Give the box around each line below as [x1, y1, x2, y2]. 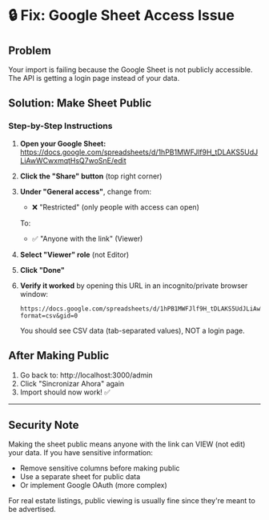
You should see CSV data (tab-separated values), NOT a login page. [19, 326, 246, 335]
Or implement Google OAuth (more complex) [19, 481, 168, 490]
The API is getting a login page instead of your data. [8, 74, 180, 82]
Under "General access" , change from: [19, 186, 152, 196]
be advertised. [8, 505, 56, 514]
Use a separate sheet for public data [19, 472, 141, 482]
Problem [8, 43, 52, 57]
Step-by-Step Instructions [8, 121, 113, 132]
